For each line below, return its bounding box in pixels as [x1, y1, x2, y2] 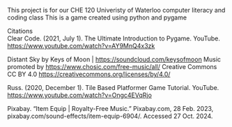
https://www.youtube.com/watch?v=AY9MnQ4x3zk [7, 42, 155, 50]
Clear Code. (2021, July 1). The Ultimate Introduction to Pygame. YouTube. [7, 34, 221, 43]
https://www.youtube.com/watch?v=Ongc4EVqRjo [7, 91, 152, 99]
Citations [7, 27, 33, 35]
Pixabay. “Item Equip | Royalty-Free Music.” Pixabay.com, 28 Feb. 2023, [7, 105, 214, 112]
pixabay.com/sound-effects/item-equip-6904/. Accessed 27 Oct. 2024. [7, 112, 213, 120]
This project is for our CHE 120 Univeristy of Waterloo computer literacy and [7, 6, 226, 14]
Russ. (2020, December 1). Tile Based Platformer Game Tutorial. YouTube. [7, 84, 219, 91]
